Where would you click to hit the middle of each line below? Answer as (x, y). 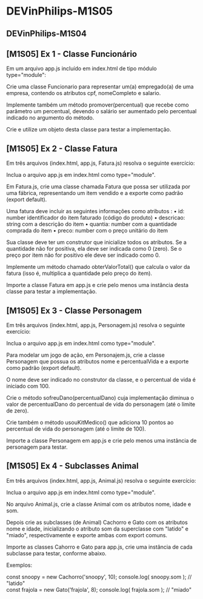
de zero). (18, 411)
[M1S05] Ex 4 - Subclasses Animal (72, 466)
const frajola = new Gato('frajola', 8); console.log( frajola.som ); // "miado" (99, 589)
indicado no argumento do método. (50, 118)
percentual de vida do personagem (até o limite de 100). (76, 429)
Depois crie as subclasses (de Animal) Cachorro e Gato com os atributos (97, 522)
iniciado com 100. (28, 386)
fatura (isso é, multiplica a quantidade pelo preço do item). (79, 273)
